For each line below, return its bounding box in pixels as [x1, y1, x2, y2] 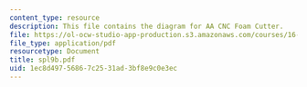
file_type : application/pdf [9, 38, 117, 48]
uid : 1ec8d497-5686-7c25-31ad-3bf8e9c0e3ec [9, 64, 178, 73]
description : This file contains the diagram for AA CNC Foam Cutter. [9, 22, 284, 31]
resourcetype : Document [9, 47, 101, 56]
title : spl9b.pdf [9, 55, 76, 64]
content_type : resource [9, 13, 101, 23]
